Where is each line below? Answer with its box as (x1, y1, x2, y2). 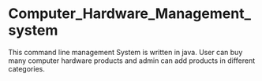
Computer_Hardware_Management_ (8, 5, 251, 23)
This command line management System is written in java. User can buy (8, 47, 243, 57)
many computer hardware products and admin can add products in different (8, 56, 256, 65)
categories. (8, 64, 45, 73)
